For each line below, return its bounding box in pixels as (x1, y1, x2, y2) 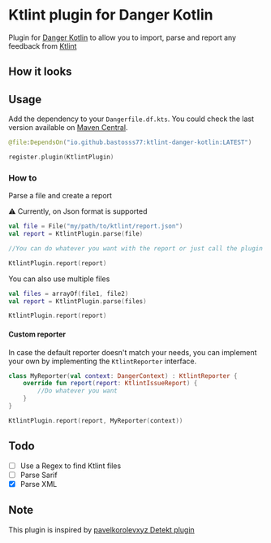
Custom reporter (8, 329, 67, 339)
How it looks (8, 65, 72, 79)
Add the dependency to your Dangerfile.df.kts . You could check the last (8, 114, 254, 124)
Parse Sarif (19, 470, 58, 480)
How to (8, 172, 37, 184)
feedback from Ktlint (8, 41, 77, 50)
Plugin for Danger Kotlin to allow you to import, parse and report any (8, 33, 237, 42)
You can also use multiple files (8, 274, 110, 284)
